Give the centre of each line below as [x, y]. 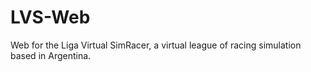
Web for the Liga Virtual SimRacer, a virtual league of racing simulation [156, 45]
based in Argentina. [51, 55]
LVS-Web [50, 17]
